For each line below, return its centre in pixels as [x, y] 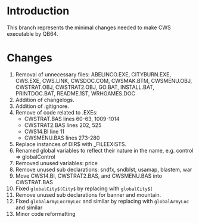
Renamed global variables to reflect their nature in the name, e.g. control [104, 150]
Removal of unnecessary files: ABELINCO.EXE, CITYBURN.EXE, [93, 74]
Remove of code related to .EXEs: [56, 112]
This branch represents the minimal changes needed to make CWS [89, 27]
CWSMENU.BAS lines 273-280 [62, 138]
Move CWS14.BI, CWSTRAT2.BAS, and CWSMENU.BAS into [89, 176]
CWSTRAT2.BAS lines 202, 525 [63, 125]
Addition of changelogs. [45, 100]
